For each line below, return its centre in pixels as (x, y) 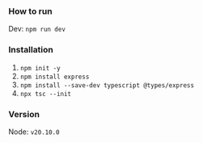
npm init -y (40, 68)
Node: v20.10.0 (34, 132)
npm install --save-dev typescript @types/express (107, 85)
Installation (31, 50)
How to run (30, 11)
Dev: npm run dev (37, 29)
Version (24, 114)
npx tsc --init (46, 94)
